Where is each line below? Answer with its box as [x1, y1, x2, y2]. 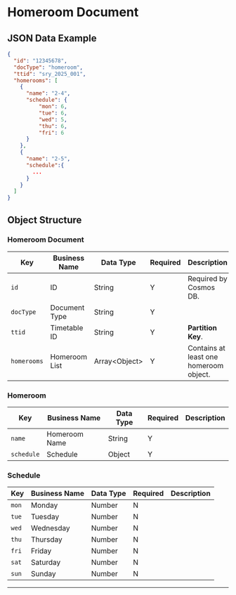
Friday [30, 546, 52, 556]
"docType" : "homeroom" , [13, 64, 83, 71]
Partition [187, 322, 218, 332]
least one [187, 352, 218, 362]
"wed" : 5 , [38, 116, 68, 123]
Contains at [187, 343, 226, 353]
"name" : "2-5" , [25, 155, 71, 162]
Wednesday [30, 523, 70, 533]
